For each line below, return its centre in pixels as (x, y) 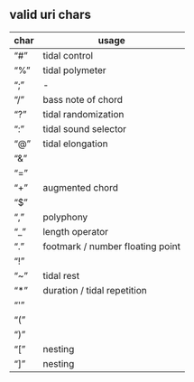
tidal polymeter (74, 70)
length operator (76, 231)
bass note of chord (83, 99)
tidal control (68, 55)
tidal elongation (75, 144)
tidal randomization (83, 114)
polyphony (65, 217)
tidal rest (61, 275)
